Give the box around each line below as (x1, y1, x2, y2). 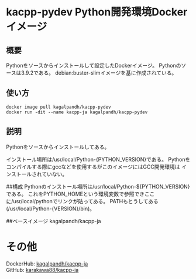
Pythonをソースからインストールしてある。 (6, 143, 110, 150)
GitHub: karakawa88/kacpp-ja (6, 266, 79, 273)
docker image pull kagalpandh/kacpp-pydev (6, 104, 111, 110)
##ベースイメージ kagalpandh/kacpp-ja (6, 217, 101, 224)
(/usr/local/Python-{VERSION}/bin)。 (6, 205, 95, 212)
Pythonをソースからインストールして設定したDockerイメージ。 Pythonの (6, 62, 181, 69)
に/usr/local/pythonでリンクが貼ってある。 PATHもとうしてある (6, 197, 159, 204)
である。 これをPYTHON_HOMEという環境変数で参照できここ (6, 190, 155, 197)
